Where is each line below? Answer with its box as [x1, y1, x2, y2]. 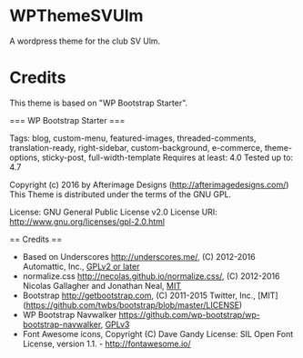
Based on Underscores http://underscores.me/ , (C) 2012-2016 [22, 251, 257, 262]
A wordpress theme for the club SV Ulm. [9, 35, 161, 46]
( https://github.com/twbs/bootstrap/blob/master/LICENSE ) [22, 299, 243, 310]
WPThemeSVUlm [9, 5, 144, 26]
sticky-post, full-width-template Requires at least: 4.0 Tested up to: [41, 152, 294, 163]
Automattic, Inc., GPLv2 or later [22, 261, 140, 272]
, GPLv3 [100, 319, 130, 330]
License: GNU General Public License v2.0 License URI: [9, 206, 218, 217]
